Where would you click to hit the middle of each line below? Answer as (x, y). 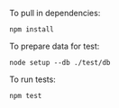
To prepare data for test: (55, 46)
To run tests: (32, 79)
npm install (32, 30)
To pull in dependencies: (55, 13)
